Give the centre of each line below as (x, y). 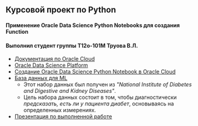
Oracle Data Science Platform (51, 65)
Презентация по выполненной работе (63, 116)
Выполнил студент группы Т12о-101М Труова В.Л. (72, 45)
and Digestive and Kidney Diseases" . (69, 91)
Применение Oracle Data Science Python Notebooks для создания (93, 25)
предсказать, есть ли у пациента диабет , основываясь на (99, 104)
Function (17, 31)
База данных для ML (41, 78)
